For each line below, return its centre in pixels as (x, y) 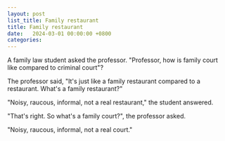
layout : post (26, 14)
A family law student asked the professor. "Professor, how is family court (112, 60)
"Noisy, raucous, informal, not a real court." (70, 130)
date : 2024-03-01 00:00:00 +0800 (59, 33)
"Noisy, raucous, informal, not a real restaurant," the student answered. (110, 102)
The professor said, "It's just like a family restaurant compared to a (104, 81)
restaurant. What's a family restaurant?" (65, 89)
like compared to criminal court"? (56, 68)
